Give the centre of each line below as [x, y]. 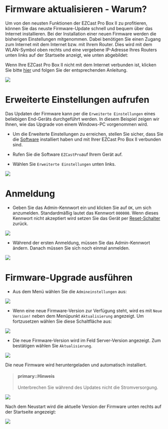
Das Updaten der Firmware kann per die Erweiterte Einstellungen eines [80, 113]
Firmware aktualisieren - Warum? [76, 9]
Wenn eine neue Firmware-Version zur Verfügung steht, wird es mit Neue [87, 310]
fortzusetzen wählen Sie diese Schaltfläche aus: [62, 321]
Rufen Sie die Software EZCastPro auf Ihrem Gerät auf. [67, 154]
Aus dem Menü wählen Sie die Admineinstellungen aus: [69, 291]
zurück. [20, 224]
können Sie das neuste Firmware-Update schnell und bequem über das [79, 28]
